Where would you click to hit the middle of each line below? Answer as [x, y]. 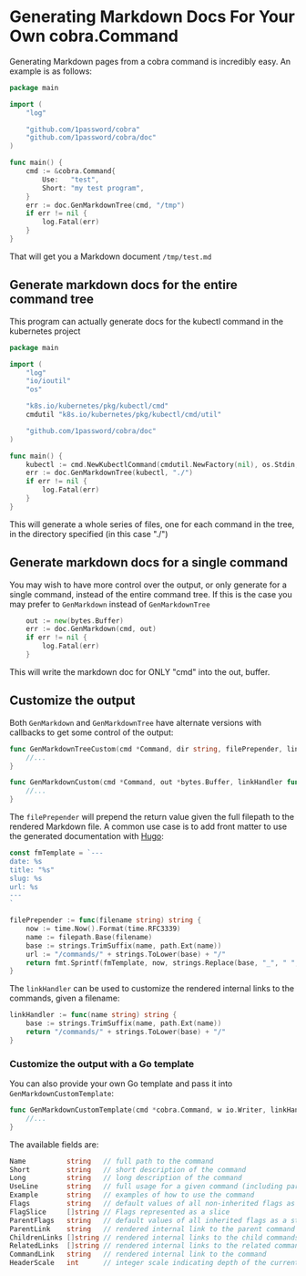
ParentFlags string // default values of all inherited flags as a [148, 1220]
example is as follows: [51, 71]
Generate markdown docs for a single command [149, 563]
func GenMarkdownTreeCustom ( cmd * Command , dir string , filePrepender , [146, 749]
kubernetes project [45, 331]
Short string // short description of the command [128, 1169]
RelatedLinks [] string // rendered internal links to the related [140, 1246]
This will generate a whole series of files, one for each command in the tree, [152, 524]
